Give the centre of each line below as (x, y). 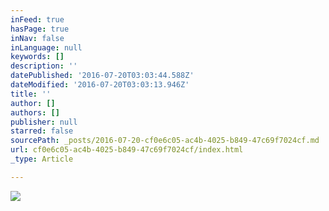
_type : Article (42, 159)
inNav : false (37, 38)
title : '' (31, 94)
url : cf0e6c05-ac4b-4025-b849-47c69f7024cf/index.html (127, 150)
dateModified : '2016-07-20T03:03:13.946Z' (100, 85)
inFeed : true (37, 19)
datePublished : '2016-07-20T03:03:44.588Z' (102, 76)
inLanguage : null (46, 47)
